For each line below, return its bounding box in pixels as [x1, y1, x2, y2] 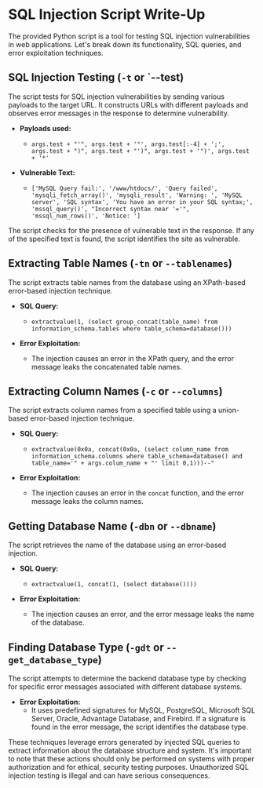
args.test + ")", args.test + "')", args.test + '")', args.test [31, 147, 250, 155]
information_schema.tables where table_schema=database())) [31, 324, 232, 333]
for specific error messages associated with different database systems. [8, 682, 243, 691]
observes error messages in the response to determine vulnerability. [8, 108, 230, 118]
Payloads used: [19, 123, 72, 133]
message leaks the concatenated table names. [31, 362, 182, 371]
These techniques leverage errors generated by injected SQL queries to [8, 738, 240, 746]
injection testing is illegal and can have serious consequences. [8, 771, 210, 780]
